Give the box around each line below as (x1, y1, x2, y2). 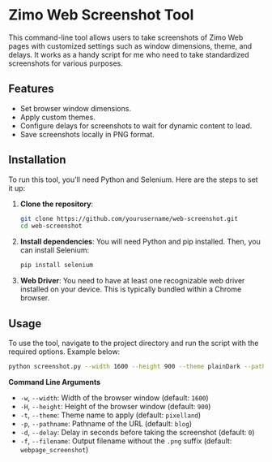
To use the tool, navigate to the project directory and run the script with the (8, 339, 259, 348)
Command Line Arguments (8, 377, 101, 386)
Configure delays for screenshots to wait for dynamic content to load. (19, 120, 253, 131)
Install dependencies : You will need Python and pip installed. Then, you (19, 237, 261, 247)
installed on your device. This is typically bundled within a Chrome (19, 284, 242, 294)
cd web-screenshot (19, 222, 83, 231)
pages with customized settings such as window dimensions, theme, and (8, 41, 253, 50)
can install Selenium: (19, 245, 90, 255)
